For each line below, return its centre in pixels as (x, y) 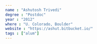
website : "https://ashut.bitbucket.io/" (49, 29)
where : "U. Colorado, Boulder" (39, 24)
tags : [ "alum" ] (22, 33)
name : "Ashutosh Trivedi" (33, 10)
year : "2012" (20, 19)
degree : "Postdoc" (26, 15)
